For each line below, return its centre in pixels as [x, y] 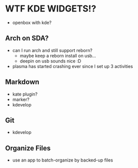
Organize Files [28, 148]
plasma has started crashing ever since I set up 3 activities [72, 66]
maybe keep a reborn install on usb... [58, 55]
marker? [21, 99]
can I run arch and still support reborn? [52, 50]
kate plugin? [25, 94]
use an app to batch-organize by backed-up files [63, 160]
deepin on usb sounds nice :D [50, 61]
